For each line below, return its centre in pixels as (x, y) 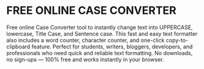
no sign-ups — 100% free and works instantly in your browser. (85, 59)
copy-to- (177, 40)
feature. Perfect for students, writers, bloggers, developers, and (112, 47)
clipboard (18, 47)
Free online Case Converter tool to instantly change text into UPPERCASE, (100, 27)
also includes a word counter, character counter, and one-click (85, 40)
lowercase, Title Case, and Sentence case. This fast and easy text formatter (102, 33)
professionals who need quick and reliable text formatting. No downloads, (100, 53)
